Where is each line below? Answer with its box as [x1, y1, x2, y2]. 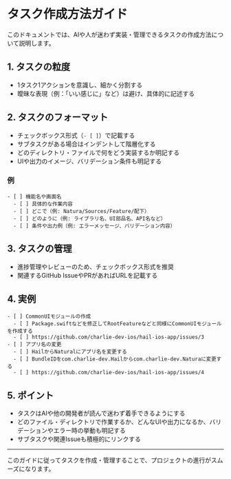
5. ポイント [7, 389, 54, 401]
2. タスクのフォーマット [7, 112, 109, 123]
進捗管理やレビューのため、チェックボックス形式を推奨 [16, 263, 174, 271]
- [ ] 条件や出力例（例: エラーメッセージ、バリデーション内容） [13, 222, 176, 230]
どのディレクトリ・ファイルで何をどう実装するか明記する [16, 148, 180, 156]
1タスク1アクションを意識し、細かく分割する [16, 81, 143, 89]
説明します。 [19, 39, 55, 47]
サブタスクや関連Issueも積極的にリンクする [16, 435, 141, 443]
